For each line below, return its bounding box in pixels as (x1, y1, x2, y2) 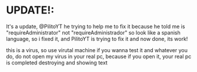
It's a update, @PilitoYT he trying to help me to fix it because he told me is (6, 23, 185, 30)
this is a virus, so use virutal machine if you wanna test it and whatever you (6, 46, 188, 53)
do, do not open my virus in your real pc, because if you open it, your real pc (6, 53, 192, 60)
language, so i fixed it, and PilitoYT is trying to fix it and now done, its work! (6, 35, 188, 42)
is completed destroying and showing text (6, 59, 108, 66)
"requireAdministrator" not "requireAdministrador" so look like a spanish (6, 29, 181, 36)
